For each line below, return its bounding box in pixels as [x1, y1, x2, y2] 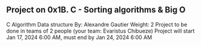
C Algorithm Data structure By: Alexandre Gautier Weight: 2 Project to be [6, 20, 188, 28]
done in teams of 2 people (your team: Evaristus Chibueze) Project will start [6, 27, 195, 34]
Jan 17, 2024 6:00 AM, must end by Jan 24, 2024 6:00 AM [6, 33, 153, 41]
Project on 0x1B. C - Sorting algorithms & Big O [6, 5, 186, 15]
